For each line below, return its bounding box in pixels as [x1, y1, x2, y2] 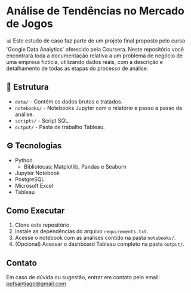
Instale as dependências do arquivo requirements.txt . [14, 228, 149, 235]
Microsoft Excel [14, 182, 54, 189]
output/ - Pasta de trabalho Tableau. [14, 123, 106, 130]
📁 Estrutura [6, 82, 49, 92]
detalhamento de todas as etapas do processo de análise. [6, 65, 149, 72]
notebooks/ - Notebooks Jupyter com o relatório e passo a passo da [14, 104, 183, 111]
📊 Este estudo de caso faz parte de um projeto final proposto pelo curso [6, 37, 186, 44]
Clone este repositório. [14, 221, 72, 228]
